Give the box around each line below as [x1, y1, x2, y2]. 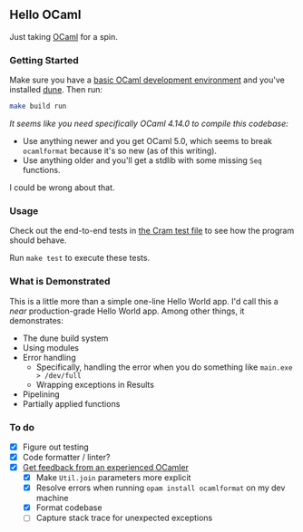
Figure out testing [22, 441, 89, 452]
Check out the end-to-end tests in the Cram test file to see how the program [9, 226, 295, 237]
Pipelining [22, 389, 61, 400]
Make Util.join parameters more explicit [35, 472, 191, 483]
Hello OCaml [9, 7, 82, 23]
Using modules [22, 342, 80, 353]
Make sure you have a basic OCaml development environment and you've [9, 74, 286, 85]
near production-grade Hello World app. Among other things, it [9, 305, 245, 316]
